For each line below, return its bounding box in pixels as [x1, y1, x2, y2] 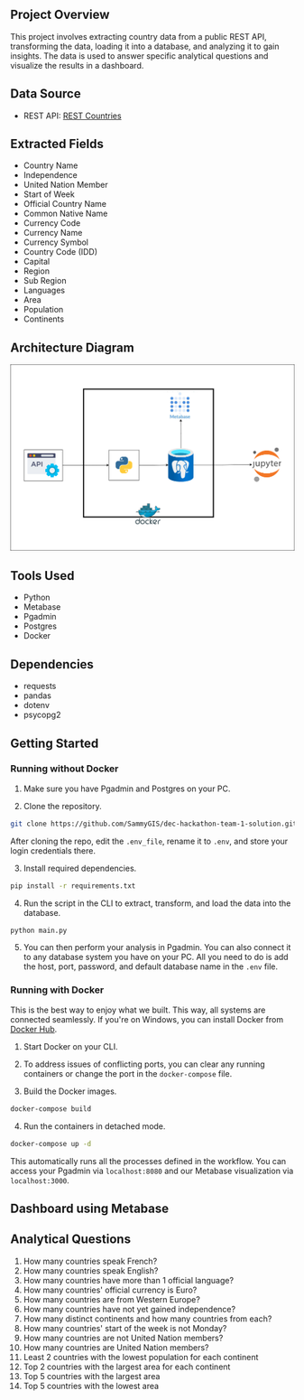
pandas [23, 690, 52, 701]
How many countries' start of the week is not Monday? [23, 1322, 227, 1333]
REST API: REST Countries [23, 110, 122, 121]
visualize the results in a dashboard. [10, 60, 144, 70]
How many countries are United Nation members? [23, 1341, 209, 1353]
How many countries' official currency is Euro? [23, 1284, 198, 1295]
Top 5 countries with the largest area [23, 1370, 161, 1381]
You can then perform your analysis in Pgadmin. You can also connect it [23, 942, 291, 953]
